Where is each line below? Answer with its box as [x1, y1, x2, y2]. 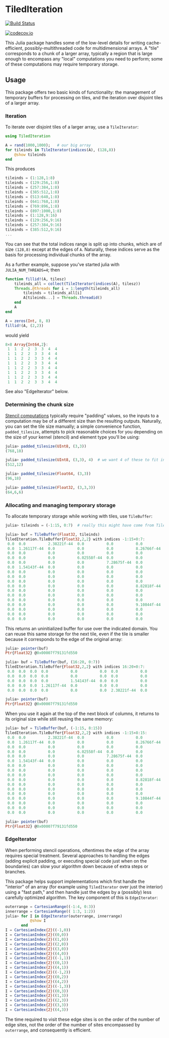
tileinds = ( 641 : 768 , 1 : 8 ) [5, 199, 59, 204]
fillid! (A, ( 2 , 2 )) [5, 323, 44, 328]
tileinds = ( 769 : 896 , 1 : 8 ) [5, 204, 59, 209]
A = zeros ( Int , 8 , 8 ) [5, 318, 51, 323]
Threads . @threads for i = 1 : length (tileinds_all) [14, 286, 121, 291]
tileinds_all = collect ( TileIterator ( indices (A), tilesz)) [14, 281, 141, 286]
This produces [5, 166, 35, 172]
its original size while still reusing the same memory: [5, 716, 113, 722]
